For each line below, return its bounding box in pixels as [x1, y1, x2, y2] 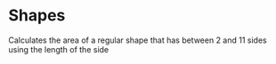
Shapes [8, 5, 66, 26]
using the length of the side [8, 44, 110, 54]
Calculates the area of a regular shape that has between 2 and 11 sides [8, 35, 268, 45]
